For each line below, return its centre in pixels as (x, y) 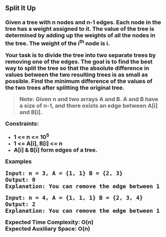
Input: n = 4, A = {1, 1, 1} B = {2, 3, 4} (74, 198)
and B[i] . (31, 112)
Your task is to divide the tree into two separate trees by (81, 55)
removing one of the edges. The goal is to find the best (79, 61)
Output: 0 (20, 179)
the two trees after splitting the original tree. (65, 88)
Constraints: (22, 124)
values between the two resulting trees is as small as (77, 75)
